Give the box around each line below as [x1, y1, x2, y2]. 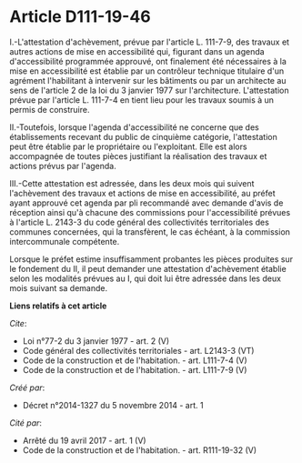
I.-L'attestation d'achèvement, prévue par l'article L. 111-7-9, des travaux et [9, 36, 289, 47]
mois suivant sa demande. [9, 282, 107, 293]
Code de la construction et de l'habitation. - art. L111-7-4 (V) [22, 355, 247, 366]
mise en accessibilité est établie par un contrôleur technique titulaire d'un [9, 65, 285, 76]
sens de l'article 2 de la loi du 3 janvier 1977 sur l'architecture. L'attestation [9, 85, 289, 96]
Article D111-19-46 [9, 6, 152, 27]
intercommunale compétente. [9, 236, 120, 247]
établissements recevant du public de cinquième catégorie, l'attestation [9, 131, 277, 142]
